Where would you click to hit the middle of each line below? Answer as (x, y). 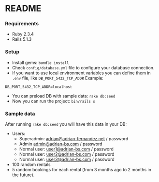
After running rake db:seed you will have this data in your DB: (66, 124)
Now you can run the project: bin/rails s (53, 101)
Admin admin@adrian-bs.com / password (61, 144)
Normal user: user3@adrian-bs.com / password (67, 159)
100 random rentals (31, 165)
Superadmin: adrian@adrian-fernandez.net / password (74, 139)
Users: (19, 133)
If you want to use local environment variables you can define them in (81, 73)
